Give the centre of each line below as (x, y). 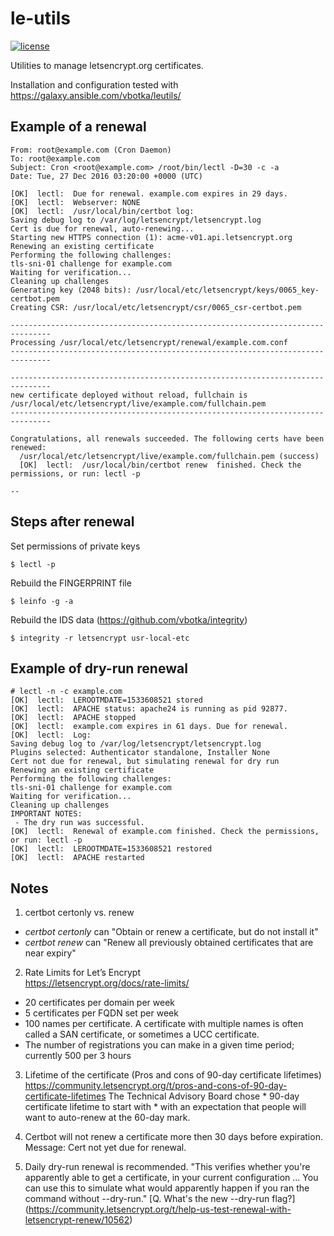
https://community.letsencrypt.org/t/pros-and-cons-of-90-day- (156, 1086)
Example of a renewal (78, 127)
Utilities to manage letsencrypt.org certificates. (107, 65)
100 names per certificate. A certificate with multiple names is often (164, 1024)
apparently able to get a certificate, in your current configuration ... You (171, 1178)
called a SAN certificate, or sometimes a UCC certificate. (142, 1034)
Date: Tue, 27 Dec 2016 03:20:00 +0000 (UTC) (106, 176)
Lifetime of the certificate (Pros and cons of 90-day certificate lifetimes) (173, 1075)
